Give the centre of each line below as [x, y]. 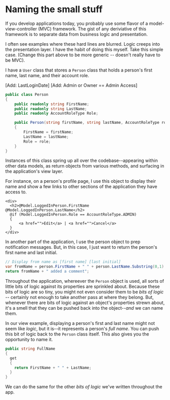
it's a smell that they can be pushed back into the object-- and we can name [84, 308]
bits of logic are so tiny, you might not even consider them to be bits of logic [84, 292]
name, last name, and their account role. [47, 75]
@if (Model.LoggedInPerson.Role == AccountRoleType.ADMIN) [73, 215]
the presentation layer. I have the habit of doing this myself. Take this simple [84, 49]
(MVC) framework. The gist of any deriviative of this [92, 28]
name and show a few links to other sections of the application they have [81, 187]
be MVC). [15, 60]
